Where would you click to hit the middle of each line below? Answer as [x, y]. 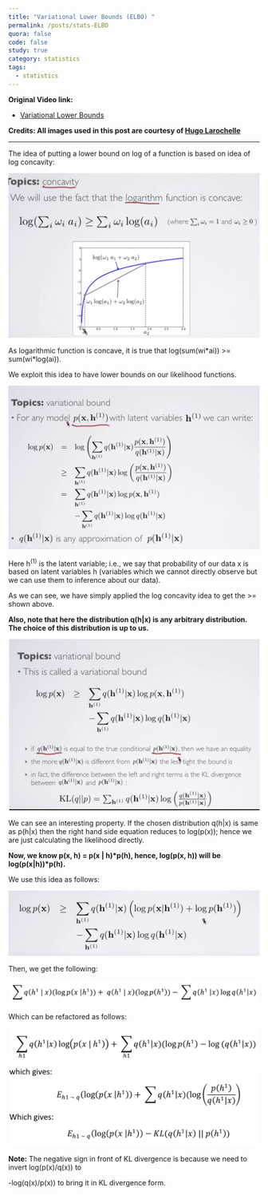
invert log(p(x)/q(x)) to [45, 1167]
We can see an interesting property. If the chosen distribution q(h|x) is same [134, 823]
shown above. [31, 604]
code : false [28, 42]
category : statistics [44, 59]
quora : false [30, 34]
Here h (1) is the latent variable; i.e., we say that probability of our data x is [128, 563]
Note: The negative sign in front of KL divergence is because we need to [128, 1158]
